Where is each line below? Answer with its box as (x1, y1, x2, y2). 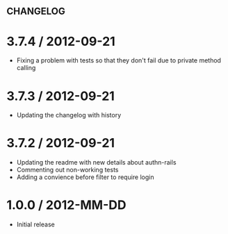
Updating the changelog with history (16, 111, 122, 119)
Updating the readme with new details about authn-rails (16, 158, 177, 167)
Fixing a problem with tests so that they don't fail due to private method (16, 56, 222, 65)
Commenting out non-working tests (16, 166, 119, 174)
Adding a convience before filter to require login (16, 173, 154, 181)
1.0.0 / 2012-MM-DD (6, 197, 127, 213)
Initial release (16, 220, 55, 228)
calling (16, 64, 36, 72)
